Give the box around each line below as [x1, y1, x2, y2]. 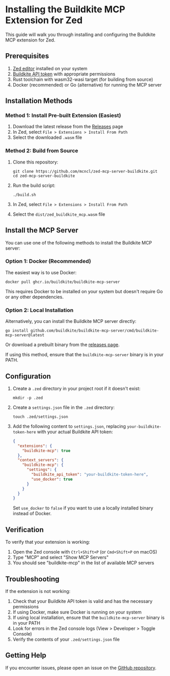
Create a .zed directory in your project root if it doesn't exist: [12, 385, 141, 392]
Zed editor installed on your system [12, 65, 88, 71]
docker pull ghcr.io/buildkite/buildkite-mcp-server [5, 279, 120, 284]
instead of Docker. [12, 510, 52, 517]
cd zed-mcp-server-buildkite [12, 173, 75, 178]
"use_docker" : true [31, 477, 73, 482]
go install [5, 328, 29, 334]
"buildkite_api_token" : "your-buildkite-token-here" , [31, 472, 148, 477]
